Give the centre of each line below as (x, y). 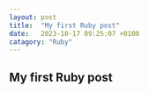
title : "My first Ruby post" (65, 25)
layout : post (33, 17)
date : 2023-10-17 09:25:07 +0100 (74, 33)
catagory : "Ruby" (41, 42)
